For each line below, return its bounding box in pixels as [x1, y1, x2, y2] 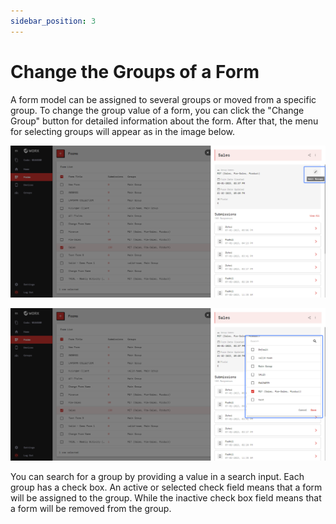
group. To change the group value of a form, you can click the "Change [10, 104, 305, 116]
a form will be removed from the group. [10, 502, 172, 514]
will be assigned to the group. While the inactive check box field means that [10, 491, 322, 504]
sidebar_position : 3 [10, 16, 97, 26]
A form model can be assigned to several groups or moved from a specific [10, 93, 317, 105]
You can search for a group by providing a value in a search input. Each [10, 470, 305, 482]
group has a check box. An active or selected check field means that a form [10, 481, 323, 493]
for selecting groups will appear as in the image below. [10, 125, 236, 137]
